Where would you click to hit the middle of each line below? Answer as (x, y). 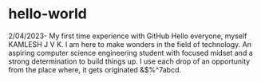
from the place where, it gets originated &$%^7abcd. (95, 69)
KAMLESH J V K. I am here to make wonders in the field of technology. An (130, 44)
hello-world (48, 14)
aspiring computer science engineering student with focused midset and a (130, 53)
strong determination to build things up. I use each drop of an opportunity (129, 61)
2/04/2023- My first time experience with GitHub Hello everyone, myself (128, 36)
